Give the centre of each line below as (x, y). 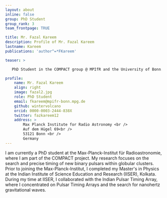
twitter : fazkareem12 (36, 115)
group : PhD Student (25, 19)
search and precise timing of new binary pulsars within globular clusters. (80, 163)
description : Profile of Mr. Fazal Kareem (50, 42)
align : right (28, 88)
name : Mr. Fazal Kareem (39, 83)
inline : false (20, 14)
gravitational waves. (26, 190)
